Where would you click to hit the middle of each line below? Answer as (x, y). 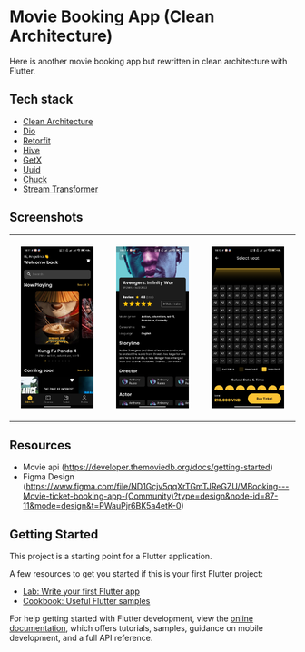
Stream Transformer (60, 189)
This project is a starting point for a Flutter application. (111, 557)
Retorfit (37, 140)
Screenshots (46, 217)
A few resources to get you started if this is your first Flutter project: (136, 574)
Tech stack (41, 99)
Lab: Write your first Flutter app (81, 591)
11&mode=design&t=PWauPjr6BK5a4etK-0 (102, 506)
